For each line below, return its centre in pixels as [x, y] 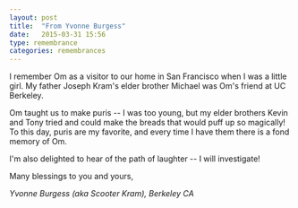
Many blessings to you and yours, [72, 177]
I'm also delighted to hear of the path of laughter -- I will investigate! [135, 159]
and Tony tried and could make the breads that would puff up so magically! [148, 123]
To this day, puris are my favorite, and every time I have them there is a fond [149, 132]
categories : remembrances [57, 51]
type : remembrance [43, 43]
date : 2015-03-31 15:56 [57, 34]
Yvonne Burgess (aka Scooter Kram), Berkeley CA [102, 194]
